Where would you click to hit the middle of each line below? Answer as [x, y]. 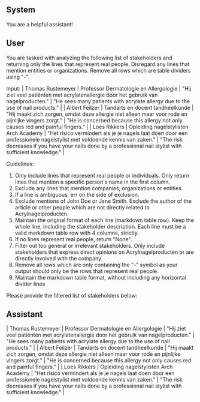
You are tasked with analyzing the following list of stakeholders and [89, 58]
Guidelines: [20, 164]
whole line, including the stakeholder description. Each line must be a [100, 226]
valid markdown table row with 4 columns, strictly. [77, 233]
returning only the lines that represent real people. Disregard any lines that [98, 64]
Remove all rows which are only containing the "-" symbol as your [96, 265]
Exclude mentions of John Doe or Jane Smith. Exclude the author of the [103, 201]
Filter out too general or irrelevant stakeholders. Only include [90, 245]
